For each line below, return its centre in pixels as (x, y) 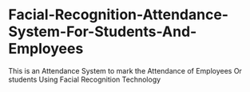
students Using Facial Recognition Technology (85, 79)
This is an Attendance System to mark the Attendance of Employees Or (125, 70)
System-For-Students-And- (103, 32)
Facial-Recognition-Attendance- (119, 15)
